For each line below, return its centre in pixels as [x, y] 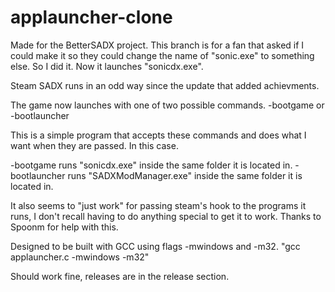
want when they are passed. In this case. [94, 145]
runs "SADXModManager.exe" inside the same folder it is [185, 175]
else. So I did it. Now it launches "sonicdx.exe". [107, 66]
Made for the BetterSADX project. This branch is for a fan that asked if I [157, 45]
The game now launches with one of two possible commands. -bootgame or [167, 105]
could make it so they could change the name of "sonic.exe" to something [162, 55]
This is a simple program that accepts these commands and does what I [158, 135]
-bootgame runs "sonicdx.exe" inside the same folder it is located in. [151, 165]
